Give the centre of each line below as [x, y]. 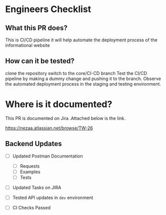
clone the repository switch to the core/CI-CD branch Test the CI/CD [76, 73]
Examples [30, 172]
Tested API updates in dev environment [53, 197]
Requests [30, 166]
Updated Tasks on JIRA [37, 187]
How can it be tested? [40, 61]
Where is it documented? [59, 104]
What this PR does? [36, 28]
